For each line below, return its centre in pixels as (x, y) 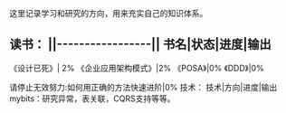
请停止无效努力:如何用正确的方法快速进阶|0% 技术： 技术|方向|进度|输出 (143, 87)
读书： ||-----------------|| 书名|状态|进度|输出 (140, 45)
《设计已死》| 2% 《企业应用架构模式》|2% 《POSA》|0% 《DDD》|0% (137, 68)
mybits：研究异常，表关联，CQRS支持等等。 (92, 99)
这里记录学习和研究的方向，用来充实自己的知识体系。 (109, 13)
